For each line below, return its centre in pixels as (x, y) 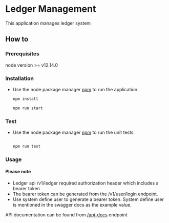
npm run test (27, 146)
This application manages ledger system (48, 23)
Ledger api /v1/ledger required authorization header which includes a (86, 183)
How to (17, 39)
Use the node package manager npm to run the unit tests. (73, 132)
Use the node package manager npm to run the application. (76, 89)
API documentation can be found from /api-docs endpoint (67, 215)
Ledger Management (51, 9)
